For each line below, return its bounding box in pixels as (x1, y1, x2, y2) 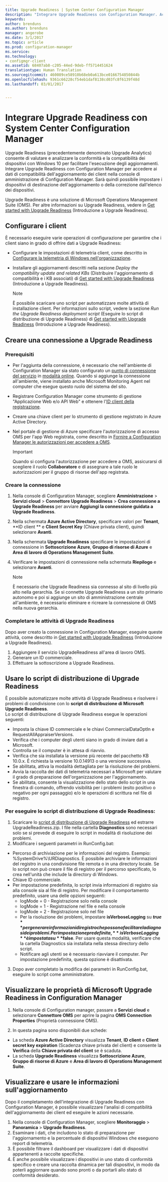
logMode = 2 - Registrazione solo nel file (19, 908, 104, 915)
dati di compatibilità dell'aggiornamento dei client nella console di (5, 171, 140, 177)
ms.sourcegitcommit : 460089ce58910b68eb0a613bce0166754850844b (5, 72, 140, 77)
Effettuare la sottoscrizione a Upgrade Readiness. (12, 660, 115, 666)
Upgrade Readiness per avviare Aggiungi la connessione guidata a (12, 503, 153, 510)
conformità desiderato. (12, 1173, 60, 1179)
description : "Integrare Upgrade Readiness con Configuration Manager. (5, 12, 157, 17)
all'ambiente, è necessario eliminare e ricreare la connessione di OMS (12, 600, 156, 606)
